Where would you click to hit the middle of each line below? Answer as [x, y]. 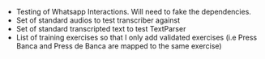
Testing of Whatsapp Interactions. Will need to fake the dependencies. [133, 12]
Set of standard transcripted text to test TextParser [101, 29]
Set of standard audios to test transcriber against [98, 20]
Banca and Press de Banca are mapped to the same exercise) [119, 46]
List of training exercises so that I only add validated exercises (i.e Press [137, 37]
